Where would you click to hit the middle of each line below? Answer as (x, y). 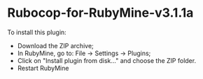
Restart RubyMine (43, 68)
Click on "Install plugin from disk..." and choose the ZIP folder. (107, 60)
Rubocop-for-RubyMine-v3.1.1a (100, 13)
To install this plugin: (37, 32)
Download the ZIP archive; (56, 45)
